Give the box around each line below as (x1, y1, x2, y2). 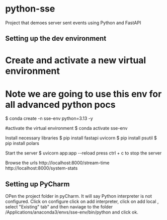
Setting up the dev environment (5, 34, 107, 43)
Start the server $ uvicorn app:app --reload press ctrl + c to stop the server (5, 150, 162, 156)
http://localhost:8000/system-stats (5, 165, 78, 171)
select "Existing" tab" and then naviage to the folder (5, 204, 113, 210)
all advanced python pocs (5, 99, 116, 110)
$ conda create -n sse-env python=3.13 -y (5, 115, 93, 121)
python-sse (5, 3, 55, 15)
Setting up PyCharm (5, 180, 70, 188)
